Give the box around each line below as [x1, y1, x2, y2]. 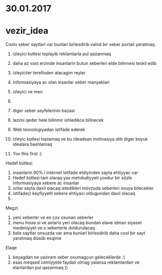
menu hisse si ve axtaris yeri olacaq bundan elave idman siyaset [12, 220, 142, 226]
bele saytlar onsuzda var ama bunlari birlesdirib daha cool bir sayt [12, 230, 145, 236]
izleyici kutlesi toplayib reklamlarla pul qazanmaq [12, 51, 111, 57]
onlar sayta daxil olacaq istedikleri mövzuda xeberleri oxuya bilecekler [12, 185, 154, 191]
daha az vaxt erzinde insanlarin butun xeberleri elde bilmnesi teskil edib [12, 61, 157, 66]
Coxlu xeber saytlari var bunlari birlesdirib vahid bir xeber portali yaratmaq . [5, 42, 158, 47]
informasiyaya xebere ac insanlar [12, 180, 80, 186]
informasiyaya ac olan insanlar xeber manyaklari [12, 79, 110, 85]
